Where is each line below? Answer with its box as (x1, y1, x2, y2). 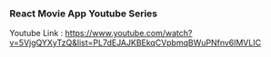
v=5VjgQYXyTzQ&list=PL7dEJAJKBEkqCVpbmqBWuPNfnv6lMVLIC (9, 37, 262, 48)
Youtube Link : (9, 28, 64, 39)
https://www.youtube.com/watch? (65, 28, 193, 39)
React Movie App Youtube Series (9, 7, 158, 20)
